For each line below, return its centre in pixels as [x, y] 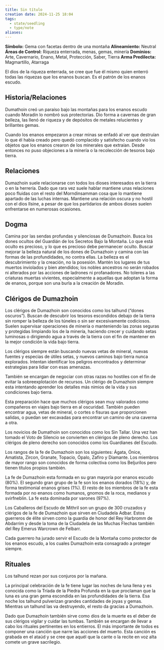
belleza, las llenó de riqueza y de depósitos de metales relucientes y [74, 120]
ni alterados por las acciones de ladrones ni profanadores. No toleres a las [80, 273]
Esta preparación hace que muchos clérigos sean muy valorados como [77, 402]
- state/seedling [27, 23]
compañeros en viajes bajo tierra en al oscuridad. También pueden [72, 407]
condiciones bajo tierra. [29, 392]
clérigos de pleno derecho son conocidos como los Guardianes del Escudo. [81, 443]
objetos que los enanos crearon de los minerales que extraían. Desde [75, 145]
